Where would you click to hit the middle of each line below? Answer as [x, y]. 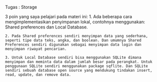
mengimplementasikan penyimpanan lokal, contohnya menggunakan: [75, 22]
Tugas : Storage [21, 7]
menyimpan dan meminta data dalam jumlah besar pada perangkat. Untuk [79, 62]
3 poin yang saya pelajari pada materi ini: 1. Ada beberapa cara [69, 16]
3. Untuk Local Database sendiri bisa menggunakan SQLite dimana [73, 57]
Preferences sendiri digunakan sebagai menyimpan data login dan [73, 45]
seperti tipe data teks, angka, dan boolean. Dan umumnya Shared [73, 40]
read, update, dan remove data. [38, 75]
